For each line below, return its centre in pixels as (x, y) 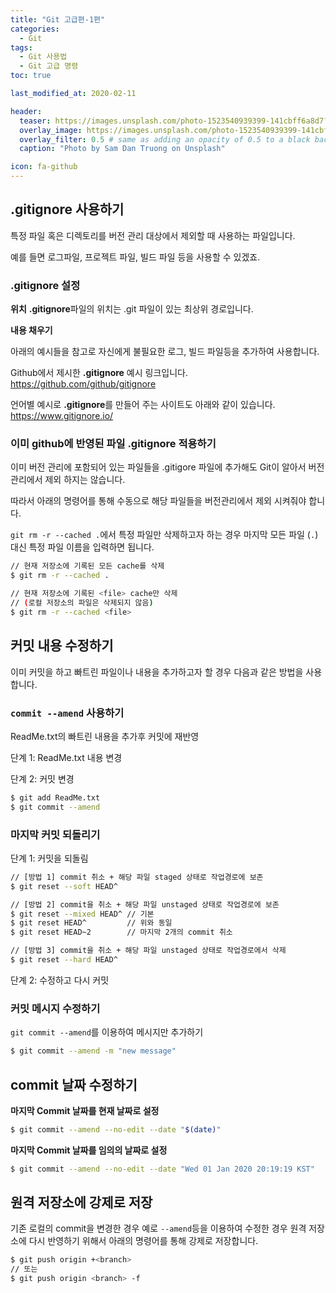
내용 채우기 (31, 330)
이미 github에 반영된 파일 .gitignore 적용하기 (113, 444)
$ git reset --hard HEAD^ (64, 960)
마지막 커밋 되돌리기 (55, 834)
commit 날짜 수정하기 (74, 1084)
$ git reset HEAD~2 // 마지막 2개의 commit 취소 (121, 932)
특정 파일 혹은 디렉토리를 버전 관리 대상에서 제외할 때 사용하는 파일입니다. (153, 235)
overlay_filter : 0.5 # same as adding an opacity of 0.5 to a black (165, 139)
